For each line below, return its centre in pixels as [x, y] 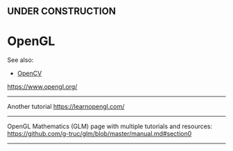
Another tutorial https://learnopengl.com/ [66, 107]
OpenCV [29, 73]
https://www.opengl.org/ [42, 87]
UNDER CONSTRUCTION [62, 11]
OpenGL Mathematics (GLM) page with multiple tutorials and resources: [110, 126]
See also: [20, 60]
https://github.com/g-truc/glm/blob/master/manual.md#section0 [100, 134]
